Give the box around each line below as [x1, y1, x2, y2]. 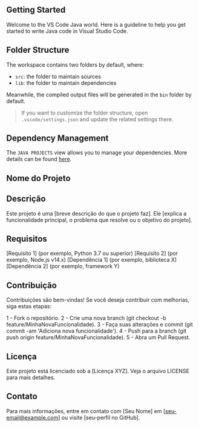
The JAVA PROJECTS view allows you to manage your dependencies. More [6, 149, 188, 156]
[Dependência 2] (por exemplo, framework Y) [6, 263, 120, 270]
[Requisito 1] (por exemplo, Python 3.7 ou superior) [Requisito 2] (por [6, 250, 178, 257]
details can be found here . [6, 156, 72, 163]
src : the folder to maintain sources [15, 73, 102, 80]
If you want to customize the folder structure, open [21, 109, 148, 116]
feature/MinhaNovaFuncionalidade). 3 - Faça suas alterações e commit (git [6, 321, 193, 328]
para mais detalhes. [6, 374, 56, 381]
